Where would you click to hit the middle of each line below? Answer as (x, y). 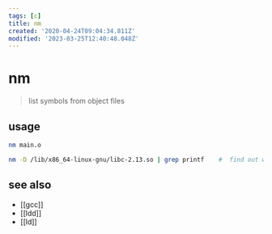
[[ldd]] (31, 213)
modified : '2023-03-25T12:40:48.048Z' (74, 38)
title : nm (25, 23)
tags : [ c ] (25, 16)
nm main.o (25, 145)
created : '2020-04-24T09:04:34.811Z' (72, 31)
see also (30, 185)
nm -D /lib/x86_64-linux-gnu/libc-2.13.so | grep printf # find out (134, 160)
